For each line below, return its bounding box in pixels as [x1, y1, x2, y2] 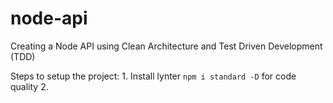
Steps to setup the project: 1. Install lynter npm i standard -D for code [10, 70, 297, 82]
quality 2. [10, 80, 49, 92]
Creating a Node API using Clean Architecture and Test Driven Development [10, 40, 323, 52]
